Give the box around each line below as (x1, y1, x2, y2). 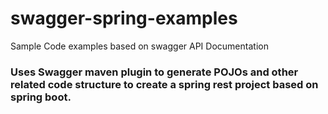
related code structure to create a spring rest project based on (10, 77, 319, 91)
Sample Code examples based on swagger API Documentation (10, 40, 269, 52)
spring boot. (10, 90, 72, 104)
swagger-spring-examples (10, 7, 238, 30)
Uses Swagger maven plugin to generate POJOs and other (10, 65, 299, 79)
